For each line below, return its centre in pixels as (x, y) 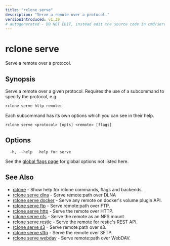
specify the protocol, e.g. (31, 96)
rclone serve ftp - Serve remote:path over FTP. (61, 206)
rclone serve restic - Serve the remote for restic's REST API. (75, 222)
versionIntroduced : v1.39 (32, 19)
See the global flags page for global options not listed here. (67, 161)
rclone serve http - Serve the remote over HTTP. (63, 211)
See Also (19, 177)
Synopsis (20, 79)
